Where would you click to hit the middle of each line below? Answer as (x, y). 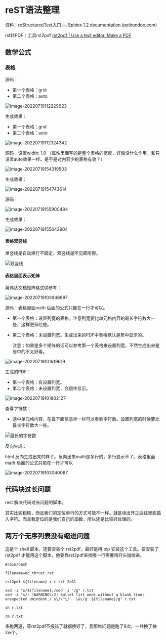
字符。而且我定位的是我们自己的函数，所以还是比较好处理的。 (72, 519)
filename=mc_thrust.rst (30, 573)
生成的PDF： (18, 372)
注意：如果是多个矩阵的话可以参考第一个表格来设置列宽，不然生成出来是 (86, 345)
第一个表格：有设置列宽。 (38, 382)
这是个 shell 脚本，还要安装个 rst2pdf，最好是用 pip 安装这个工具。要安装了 (82, 549)
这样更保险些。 (36, 325)
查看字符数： (18, 409)
